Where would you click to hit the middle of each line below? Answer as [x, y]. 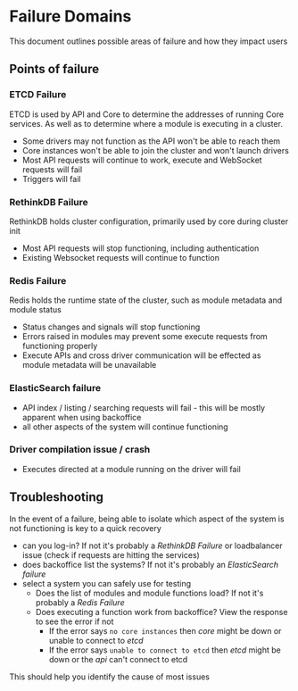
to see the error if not [74, 621]
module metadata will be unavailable [89, 365]
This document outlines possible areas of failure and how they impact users [149, 41]
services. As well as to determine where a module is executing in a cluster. [146, 123]
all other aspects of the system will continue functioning [125, 427]
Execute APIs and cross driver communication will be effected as [141, 355]
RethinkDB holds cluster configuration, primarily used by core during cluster [149, 221]
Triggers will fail [51, 179]
